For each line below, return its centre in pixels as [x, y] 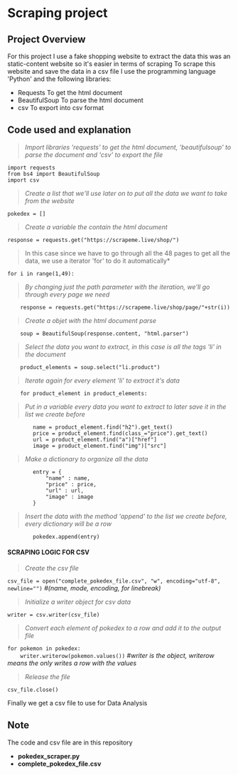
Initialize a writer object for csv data [78, 602]
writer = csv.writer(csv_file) [54, 615]
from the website [49, 201]
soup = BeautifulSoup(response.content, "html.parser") [105, 334]
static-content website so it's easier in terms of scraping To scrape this [112, 64]
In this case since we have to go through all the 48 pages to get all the [128, 253]
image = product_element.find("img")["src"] [100, 446]
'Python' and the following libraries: [59, 79]
